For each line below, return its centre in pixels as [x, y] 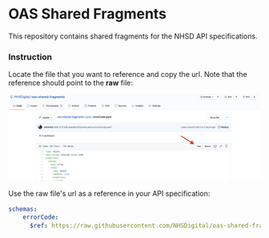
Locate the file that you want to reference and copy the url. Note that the [128, 75]
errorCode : [41, 217]
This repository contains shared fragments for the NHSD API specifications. [133, 36]
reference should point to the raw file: [71, 83]
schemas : [23, 209]
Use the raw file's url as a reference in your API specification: [109, 193]
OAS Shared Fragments [87, 14]
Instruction [30, 57]
